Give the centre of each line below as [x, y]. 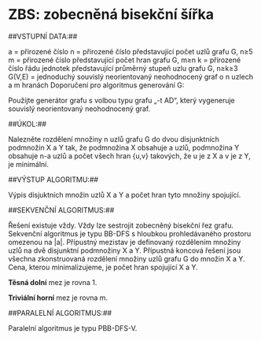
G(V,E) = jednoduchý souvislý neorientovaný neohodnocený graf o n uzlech [131, 76]
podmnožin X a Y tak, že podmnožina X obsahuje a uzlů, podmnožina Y [124, 147]
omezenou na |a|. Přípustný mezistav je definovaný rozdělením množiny [125, 242]
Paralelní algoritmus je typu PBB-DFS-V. [73, 328]
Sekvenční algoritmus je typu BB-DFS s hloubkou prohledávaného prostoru [130, 233]
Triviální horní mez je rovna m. [58, 298]
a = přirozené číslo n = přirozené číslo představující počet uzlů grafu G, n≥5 [130, 51]
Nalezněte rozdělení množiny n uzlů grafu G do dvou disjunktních [114, 139]
